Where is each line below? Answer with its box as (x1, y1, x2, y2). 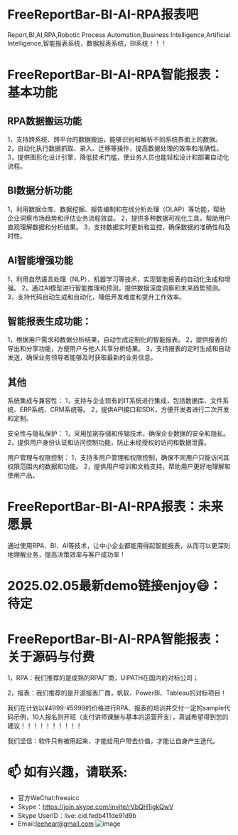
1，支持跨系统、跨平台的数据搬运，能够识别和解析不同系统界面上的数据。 (7, 135, 222, 143)
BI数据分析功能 (7, 184, 72, 196)
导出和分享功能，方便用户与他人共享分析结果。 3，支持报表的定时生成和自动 (7, 345, 231, 353)
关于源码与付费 (7, 648, 95, 665)
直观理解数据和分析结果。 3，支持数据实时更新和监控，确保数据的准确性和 (7, 222, 225, 231)
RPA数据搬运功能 (7, 115, 82, 127)
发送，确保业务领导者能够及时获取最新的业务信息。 (7, 353, 157, 362)
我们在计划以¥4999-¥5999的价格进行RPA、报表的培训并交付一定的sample (7, 704, 225, 713)
